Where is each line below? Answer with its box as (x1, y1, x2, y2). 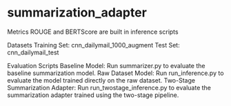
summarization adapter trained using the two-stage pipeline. (7, 91, 179, 99)
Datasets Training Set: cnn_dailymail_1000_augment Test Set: (7, 41, 181, 49)
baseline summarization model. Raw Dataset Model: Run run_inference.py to (7, 69, 224, 77)
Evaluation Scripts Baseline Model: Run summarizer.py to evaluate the (7, 61, 205, 70)
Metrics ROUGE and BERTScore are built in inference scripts (7, 28, 179, 36)
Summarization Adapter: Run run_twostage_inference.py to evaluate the (7, 83, 212, 92)
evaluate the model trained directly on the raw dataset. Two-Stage (7, 76, 195, 84)
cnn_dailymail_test (7, 48, 59, 56)
